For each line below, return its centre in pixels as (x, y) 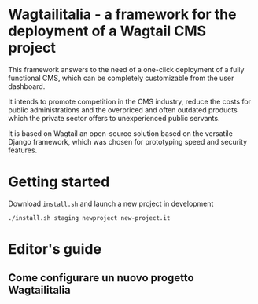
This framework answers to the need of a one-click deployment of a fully (126, 69)
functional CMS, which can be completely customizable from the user (121, 78)
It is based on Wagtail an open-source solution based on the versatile (121, 133)
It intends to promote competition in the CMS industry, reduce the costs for (130, 101)
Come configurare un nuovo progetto (101, 278)
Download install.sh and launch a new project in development (111, 203)
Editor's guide (55, 249)
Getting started (59, 182)
